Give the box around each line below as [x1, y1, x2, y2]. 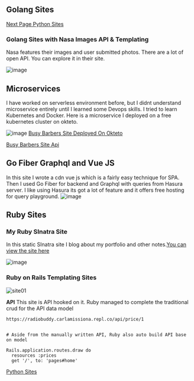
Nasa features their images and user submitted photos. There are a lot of [6, 49, 184, 56]
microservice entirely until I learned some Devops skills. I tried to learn [6, 105, 177, 112]
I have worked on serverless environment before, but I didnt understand [6, 99, 182, 106]
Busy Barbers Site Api [6, 141, 60, 148]
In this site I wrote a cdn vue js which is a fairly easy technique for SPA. [6, 174, 180, 181]
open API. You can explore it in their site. [6, 55, 105, 62]
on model [6, 337, 28, 343]
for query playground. [6, 192, 60, 200]
